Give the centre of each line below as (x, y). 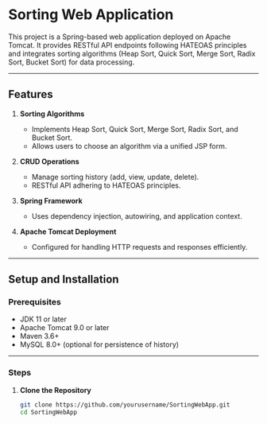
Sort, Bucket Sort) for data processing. (72, 62)
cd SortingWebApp (48, 412)
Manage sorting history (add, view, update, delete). (115, 177)
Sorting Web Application (91, 15)
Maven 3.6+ (39, 336)
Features (31, 94)
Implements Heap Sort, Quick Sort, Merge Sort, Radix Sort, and (135, 129)
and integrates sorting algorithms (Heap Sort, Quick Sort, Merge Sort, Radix (132, 53)
